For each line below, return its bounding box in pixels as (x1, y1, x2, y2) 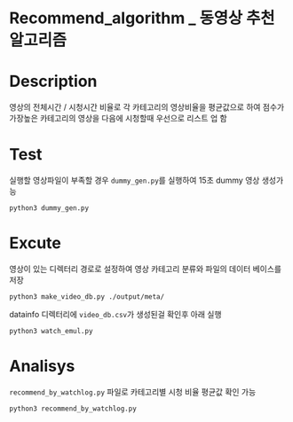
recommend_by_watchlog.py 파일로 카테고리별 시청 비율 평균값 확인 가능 (9, 387, 257, 397)
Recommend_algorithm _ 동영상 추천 (9, 8, 275, 28)
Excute (9, 233, 62, 254)
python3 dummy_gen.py (9, 204, 90, 213)
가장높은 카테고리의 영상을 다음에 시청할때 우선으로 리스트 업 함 (9, 113, 228, 124)
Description (9, 72, 98, 91)
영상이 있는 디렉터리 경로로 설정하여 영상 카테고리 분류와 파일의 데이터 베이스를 (9, 263, 282, 274)
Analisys (9, 356, 75, 377)
